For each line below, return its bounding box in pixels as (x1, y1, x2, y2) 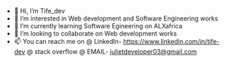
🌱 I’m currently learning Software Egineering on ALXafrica (13, 22, 182, 30)
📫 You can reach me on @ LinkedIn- (13, 38, 122, 45)
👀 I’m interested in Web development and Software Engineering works (13, 14, 219, 23)
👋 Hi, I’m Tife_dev (13, 7, 66, 15)
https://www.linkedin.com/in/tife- (122, 38, 220, 45)
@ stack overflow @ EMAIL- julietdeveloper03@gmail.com (27, 47, 197, 56)
